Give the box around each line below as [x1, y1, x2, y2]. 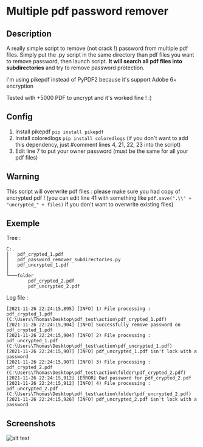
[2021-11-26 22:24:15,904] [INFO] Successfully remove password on [6, 322, 181, 328]
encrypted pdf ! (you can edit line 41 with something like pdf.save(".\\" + [6, 194, 192, 202]
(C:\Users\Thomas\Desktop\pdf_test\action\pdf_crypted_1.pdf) [6, 317, 167, 323]
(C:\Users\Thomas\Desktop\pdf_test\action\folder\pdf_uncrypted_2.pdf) [6, 391, 191, 397]
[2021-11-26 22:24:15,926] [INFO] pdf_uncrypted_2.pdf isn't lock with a [6, 396, 198, 403]
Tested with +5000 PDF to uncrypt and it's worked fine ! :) [6, 94, 152, 101]
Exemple [6, 218, 40, 229]
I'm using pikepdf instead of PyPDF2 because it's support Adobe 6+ [6, 76, 177, 83]
